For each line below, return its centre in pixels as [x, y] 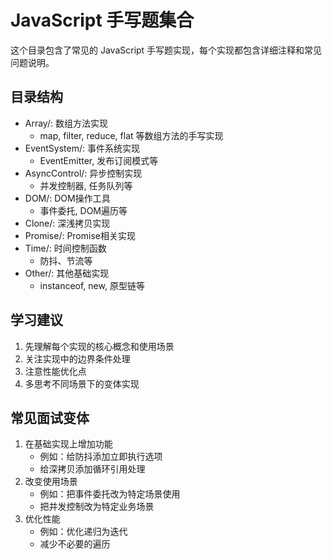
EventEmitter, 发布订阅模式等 [99, 160]
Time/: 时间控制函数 [65, 248]
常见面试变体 [50, 417]
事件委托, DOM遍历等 [83, 210]
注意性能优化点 [55, 371]
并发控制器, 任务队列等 [86, 185]
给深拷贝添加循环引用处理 [92, 469]
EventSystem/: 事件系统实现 [82, 148]
